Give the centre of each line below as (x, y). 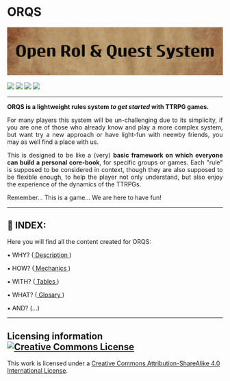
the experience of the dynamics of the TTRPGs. (74, 184)
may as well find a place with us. (53, 142)
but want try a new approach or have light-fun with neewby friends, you (115, 134)
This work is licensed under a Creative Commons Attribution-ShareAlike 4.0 (114, 363)
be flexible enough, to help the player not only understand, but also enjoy (115, 177)
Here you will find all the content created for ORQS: (79, 242)
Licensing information (55, 336)
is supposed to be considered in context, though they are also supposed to (115, 169)
